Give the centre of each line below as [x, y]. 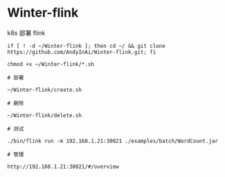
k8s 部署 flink [26, 33]
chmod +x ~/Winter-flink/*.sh [51, 64]
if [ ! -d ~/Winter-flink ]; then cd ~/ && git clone [87, 46]
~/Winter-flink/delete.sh [44, 115]
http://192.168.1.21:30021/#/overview [63, 167]
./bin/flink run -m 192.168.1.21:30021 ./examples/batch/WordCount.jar [112, 141]
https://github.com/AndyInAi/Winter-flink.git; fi [82, 52]
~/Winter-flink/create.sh [44, 90]
